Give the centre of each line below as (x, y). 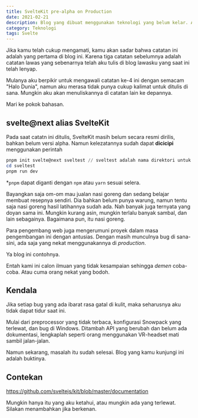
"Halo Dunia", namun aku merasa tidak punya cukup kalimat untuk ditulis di (97, 87)
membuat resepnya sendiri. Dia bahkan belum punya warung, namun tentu (97, 200)
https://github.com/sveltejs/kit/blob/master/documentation (77, 392)
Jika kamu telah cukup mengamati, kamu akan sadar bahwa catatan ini (92, 50)
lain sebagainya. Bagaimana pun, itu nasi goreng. (66, 219)
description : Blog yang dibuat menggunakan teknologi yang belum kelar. (97, 22)
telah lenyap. (22, 69)
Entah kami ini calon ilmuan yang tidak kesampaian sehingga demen (89, 266)
